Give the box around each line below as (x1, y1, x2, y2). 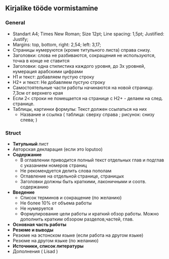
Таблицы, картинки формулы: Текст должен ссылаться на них (12, 106, 147, 112)
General (5, 19, 25, 26)
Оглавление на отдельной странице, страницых (20, 173, 124, 179)
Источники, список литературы (12, 243, 84, 249)
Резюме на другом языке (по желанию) (12, 237, 99, 243)
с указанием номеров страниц (20, 162, 87, 168)
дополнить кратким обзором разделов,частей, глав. (20, 216, 134, 222)
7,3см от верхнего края (12, 90, 63, 96)
